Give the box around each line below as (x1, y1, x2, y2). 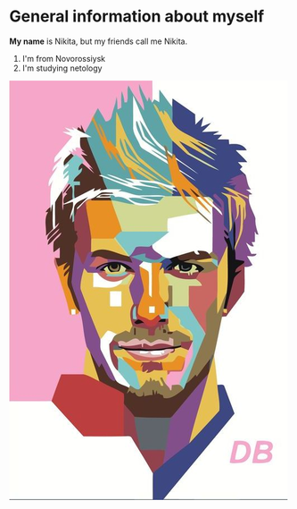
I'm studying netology (21, 63, 103, 73)
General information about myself (9, 6, 265, 27)
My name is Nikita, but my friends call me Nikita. (9, 36, 188, 47)
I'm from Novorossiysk (21, 53, 105, 64)
